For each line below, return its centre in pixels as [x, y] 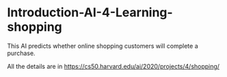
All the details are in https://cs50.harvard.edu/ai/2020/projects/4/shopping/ [113, 66]
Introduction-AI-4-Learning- [90, 13]
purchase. [21, 53]
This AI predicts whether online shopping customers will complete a [103, 46]
